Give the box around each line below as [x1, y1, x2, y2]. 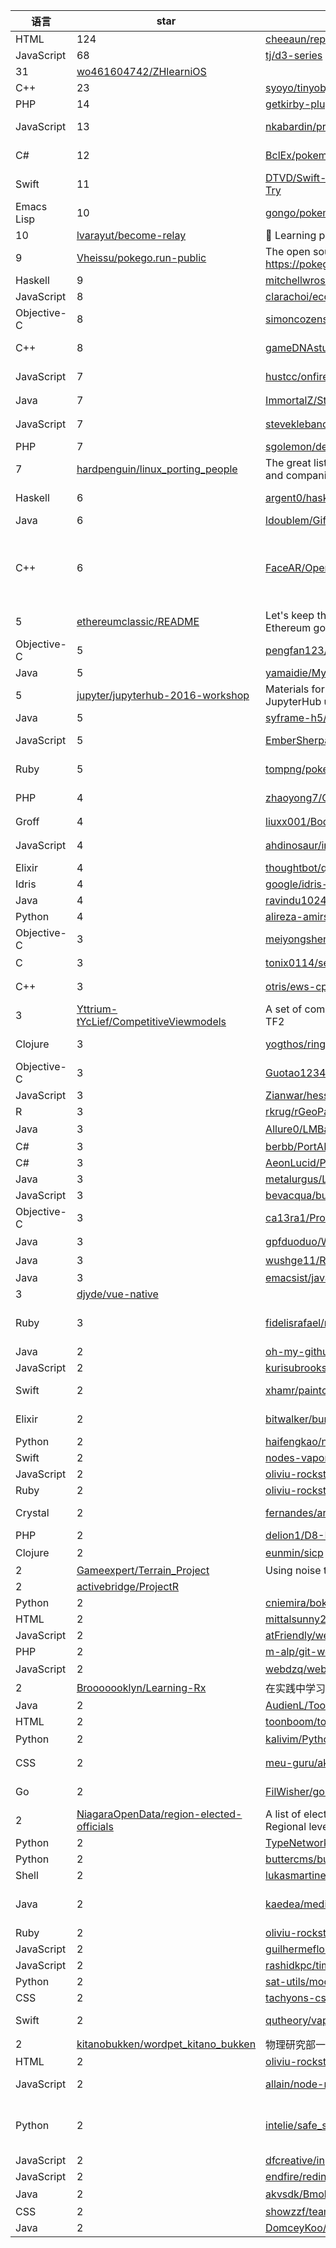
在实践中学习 [265, 1682, 327, 1695]
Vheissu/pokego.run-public [76, 251, 207, 264]
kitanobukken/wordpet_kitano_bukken [76, 2037, 257, 2051]
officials [76, 1820, 114, 1833]
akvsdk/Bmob [265, 2187, 331, 2201]
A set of [265, 1002, 303, 1016]
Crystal [15, 1506, 50, 1519]
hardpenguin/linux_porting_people [76, 462, 238, 476]
